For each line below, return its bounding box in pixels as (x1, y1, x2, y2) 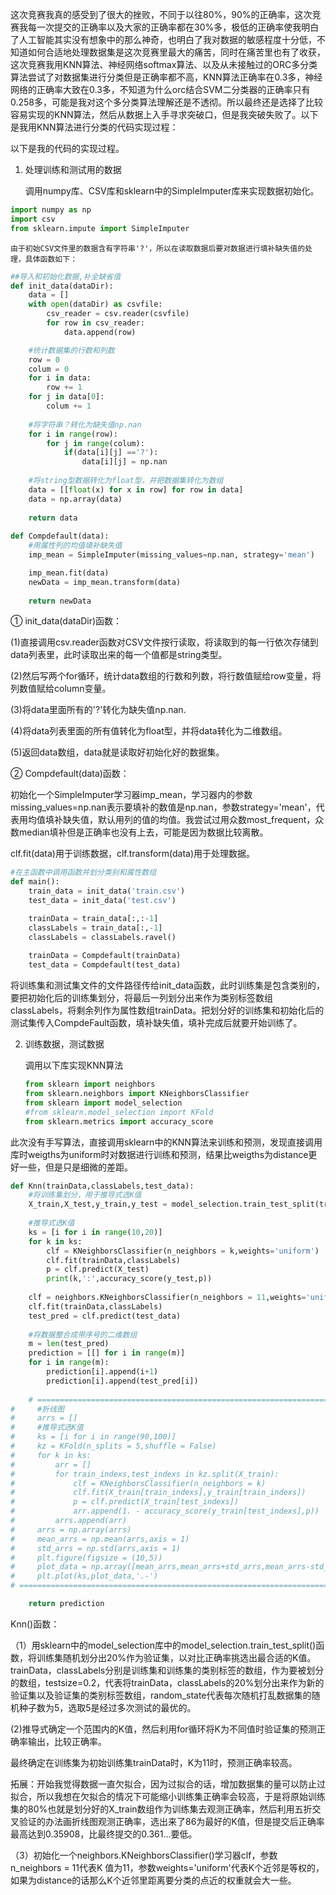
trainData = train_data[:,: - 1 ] (28, 913, 159, 923)
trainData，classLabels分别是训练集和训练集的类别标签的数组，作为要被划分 (10, 1664, 325, 1676)
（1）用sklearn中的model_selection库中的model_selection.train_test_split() (10, 1639, 317, 1651)
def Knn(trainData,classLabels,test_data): (10, 1181, 195, 1191)
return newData (28, 596, 92, 606)
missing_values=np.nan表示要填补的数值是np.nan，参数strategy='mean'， (10, 801, 317, 813)
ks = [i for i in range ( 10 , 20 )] (28, 1227, 163, 1237)
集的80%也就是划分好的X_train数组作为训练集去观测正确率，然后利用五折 (10, 1803, 313, 1815)
